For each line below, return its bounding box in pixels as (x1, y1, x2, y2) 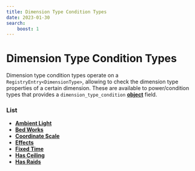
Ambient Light (15, 120, 52, 127)
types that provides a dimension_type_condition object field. (6, 91, 157, 98)
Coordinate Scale (15, 132, 60, 140)
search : (6, 20, 26, 26)
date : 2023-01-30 (6, 15, 50, 21)
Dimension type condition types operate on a (6, 72, 119, 79)
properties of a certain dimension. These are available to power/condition (6, 85, 190, 92)
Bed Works (15, 126, 44, 134)
